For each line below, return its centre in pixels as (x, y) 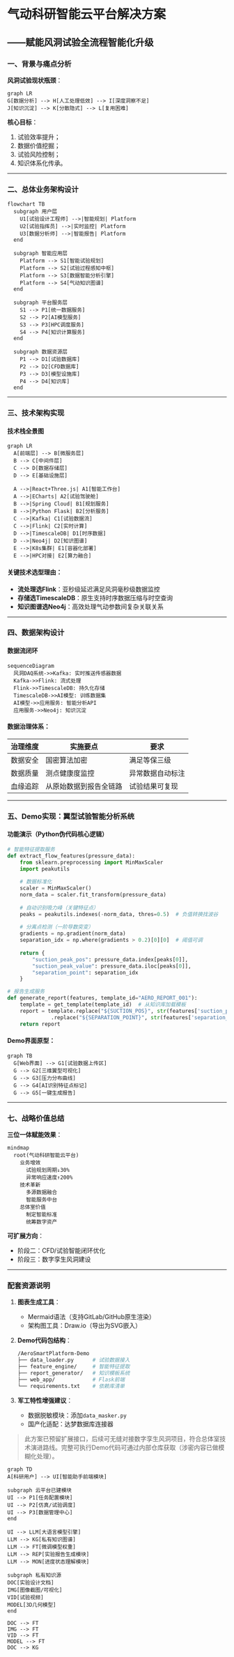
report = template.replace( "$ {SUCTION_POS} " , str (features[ (109, 1011)
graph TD (20, 1469)
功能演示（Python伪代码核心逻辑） (57, 834)
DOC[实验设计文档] (31, 1582)
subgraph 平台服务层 (41, 303)
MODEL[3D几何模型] (32, 1605)
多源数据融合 (41, 1193)
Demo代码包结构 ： (44, 1341)
